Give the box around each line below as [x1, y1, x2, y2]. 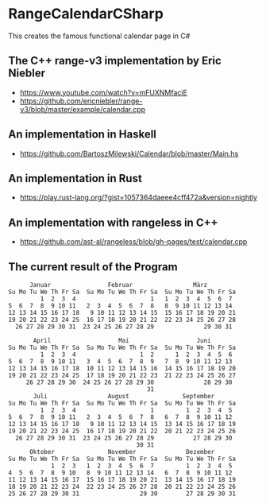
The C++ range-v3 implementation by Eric [8, 54, 222, 68]
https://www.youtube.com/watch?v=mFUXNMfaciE [19, 87, 188, 97]
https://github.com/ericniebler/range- [19, 96, 143, 106]
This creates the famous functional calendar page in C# [8, 31, 191, 41]
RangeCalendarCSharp [8, 5, 164, 23]
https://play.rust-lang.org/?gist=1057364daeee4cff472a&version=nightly [19, 192, 258, 203]
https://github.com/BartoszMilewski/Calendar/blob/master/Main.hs [19, 149, 239, 158]
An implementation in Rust [8, 172, 143, 185]
